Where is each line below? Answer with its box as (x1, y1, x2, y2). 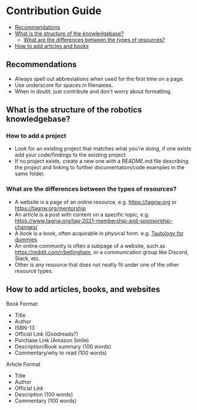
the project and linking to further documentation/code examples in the (14, 164, 185, 171)
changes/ (14, 223, 38, 231)
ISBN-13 (14, 324, 35, 331)
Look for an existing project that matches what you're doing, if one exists (14, 145, 192, 152)
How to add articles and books (14, 42, 89, 50)
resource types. (14, 267, 54, 274)
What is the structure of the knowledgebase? (14, 29, 124, 37)
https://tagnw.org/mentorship (14, 205, 86, 212)
